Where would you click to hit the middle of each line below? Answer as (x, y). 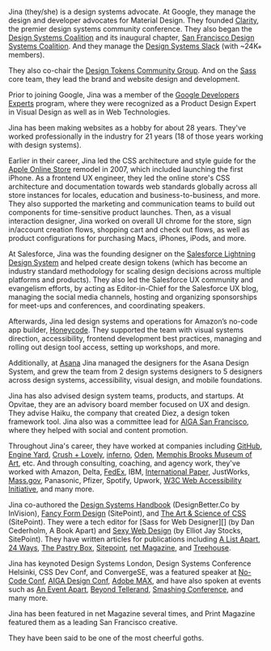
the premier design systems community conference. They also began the (131, 29)
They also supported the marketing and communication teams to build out (132, 203)
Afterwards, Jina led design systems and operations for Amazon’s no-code (133, 321)
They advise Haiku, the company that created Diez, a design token (119, 413)
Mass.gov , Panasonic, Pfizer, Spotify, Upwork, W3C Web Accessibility (125, 480)
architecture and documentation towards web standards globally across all (133, 186)
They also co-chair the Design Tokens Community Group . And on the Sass (132, 71)
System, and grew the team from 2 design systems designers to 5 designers (135, 371)
